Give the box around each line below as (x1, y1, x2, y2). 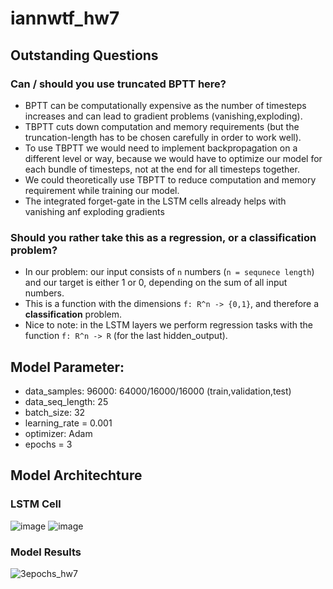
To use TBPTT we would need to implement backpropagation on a (24, 142, 298, 154)
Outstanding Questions (10, 47, 159, 64)
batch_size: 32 (24, 406, 86, 418)
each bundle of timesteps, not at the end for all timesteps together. (24, 163, 300, 175)
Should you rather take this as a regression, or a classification (10, 230, 317, 244)
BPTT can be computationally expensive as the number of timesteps (24, 99, 307, 111)
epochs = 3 (24, 438, 73, 450)
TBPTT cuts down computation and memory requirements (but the (24, 120, 300, 132)
